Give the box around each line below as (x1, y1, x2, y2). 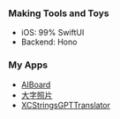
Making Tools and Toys (8, 7, 109, 20)
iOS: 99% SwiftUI (20, 28, 85, 38)
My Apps (8, 59, 49, 71)
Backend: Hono (20, 36, 78, 47)
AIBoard (20, 79, 51, 90)
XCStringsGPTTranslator (20, 99, 111, 110)
